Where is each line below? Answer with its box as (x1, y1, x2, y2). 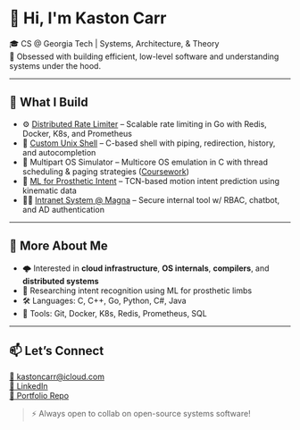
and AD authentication (21, 204, 105, 215)
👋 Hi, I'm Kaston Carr (9, 8, 167, 29)
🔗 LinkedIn (9, 381, 48, 392)
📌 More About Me (9, 239, 109, 254)
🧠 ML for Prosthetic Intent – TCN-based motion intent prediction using (21, 175, 279, 186)
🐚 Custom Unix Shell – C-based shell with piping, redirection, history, (21, 138, 276, 148)
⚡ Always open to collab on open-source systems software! (30, 409, 252, 419)
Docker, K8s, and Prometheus (21, 128, 132, 139)
